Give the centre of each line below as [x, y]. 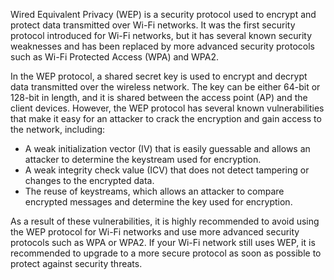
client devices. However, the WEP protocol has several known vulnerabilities [167, 108]
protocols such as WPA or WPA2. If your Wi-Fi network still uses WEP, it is [163, 242]
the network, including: [58, 129]
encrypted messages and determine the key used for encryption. [158, 202]
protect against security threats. [76, 263]
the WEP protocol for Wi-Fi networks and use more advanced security [155, 232]
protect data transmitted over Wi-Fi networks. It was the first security [153, 25]
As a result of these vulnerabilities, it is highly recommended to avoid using [165, 221]
